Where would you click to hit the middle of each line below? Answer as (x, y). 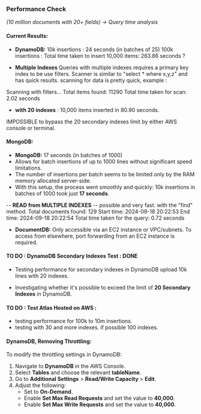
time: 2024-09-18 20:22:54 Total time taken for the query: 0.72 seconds (95, 218)
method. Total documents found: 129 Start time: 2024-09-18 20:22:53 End (98, 211)
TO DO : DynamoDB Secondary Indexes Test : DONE (72, 256)
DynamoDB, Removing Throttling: (49, 341)
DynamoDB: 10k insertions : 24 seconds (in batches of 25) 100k (94, 49)
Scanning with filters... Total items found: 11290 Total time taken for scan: (97, 91)
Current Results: (27, 36)
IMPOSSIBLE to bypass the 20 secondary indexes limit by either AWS (92, 122)
